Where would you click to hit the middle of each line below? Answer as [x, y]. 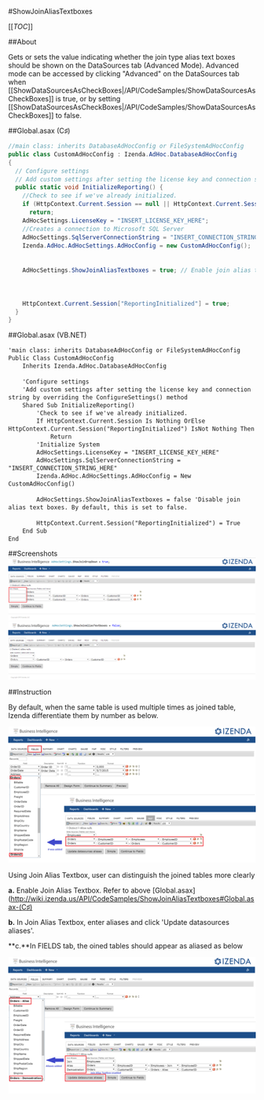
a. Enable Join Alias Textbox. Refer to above [79, 890]
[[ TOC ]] [20, 26]
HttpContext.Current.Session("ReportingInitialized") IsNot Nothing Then [132, 429]
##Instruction [30, 691]
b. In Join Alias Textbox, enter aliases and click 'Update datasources [119, 922]
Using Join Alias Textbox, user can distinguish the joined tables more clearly [132, 875]
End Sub [35, 531]
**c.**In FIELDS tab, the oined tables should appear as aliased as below [126, 946]
